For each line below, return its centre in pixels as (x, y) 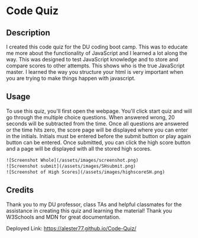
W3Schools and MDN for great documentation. (63, 217)
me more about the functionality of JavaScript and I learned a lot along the (97, 53)
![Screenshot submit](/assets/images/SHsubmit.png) (71, 166)
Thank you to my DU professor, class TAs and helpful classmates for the (94, 204)
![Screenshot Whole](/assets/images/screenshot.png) (72, 160)
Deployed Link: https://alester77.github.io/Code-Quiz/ (71, 228)
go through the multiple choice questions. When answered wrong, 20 (91, 117)
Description (28, 33)
